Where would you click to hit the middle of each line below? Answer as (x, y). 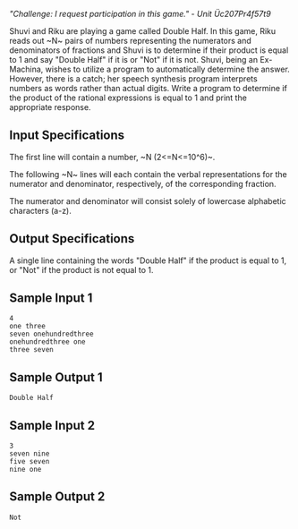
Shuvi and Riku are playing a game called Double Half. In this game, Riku (143, 31)
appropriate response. (50, 107)
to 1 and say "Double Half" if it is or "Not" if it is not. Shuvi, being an (133, 60)
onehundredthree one (48, 342)
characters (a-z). (40, 210)
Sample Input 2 (52, 425)
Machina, (26, 69)
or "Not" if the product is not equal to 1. (81, 269)
